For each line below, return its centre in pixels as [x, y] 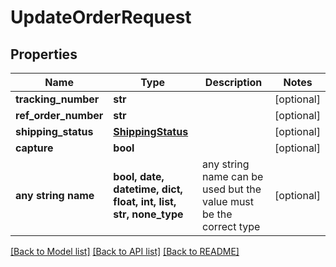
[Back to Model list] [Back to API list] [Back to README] [125, 251]
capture [34, 148]
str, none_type [148, 214]
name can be [233, 176]
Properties [44, 54]
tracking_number [57, 99]
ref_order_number [59, 115]
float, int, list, [145, 201]
